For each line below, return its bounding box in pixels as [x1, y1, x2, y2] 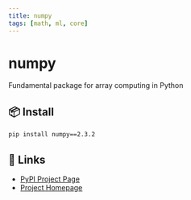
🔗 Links [8, 152, 46, 166]
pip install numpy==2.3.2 [8, 131, 95, 139]
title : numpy [8, 11, 52, 20]
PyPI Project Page [19, 174, 81, 184]
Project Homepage [19, 182, 83, 192]
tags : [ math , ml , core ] [8, 19, 89, 27]
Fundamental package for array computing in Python [8, 81, 184, 90]
